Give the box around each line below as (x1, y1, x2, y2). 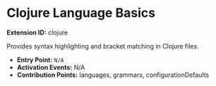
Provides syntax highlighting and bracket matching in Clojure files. (6, 42, 199, 50)
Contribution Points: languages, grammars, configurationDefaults (16, 70, 210, 79)
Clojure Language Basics (6, 5, 156, 21)
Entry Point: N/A (16, 55, 64, 64)
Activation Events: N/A (16, 63, 85, 71)
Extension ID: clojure (6, 28, 68, 37)
